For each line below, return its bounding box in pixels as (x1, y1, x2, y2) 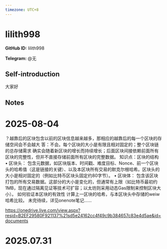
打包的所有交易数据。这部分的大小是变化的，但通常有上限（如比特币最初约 (5, 179, 158, 185)
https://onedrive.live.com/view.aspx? (5, 207, 81, 213)
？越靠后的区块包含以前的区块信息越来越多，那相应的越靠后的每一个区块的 (5, 135, 158, 141)
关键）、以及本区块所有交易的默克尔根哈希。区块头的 (53, 166, 160, 172)
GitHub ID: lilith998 (5, 45, 45, 51)
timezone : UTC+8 (5, 7, 39, 12)
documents (5, 218, 28, 224)
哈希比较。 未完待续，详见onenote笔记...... (5, 197, 92, 203)
